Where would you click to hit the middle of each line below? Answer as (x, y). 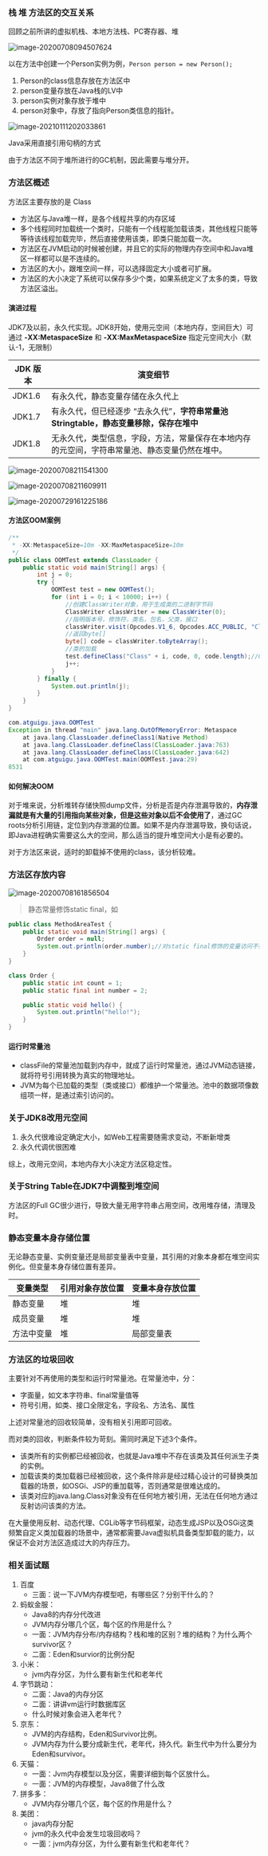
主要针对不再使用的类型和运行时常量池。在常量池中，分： (102, 1378)
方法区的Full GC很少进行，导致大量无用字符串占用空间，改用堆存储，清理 (128, 1205)
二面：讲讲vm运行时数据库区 (79, 1704)
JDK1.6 (27, 395)
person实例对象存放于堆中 (63, 100)
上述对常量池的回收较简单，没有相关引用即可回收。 (92, 1422)
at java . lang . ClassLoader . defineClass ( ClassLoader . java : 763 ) (126, 745)
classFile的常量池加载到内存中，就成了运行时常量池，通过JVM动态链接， (140, 1065)
